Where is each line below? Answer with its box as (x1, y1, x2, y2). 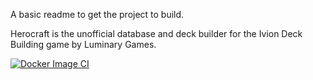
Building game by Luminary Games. (10, 39, 157, 50)
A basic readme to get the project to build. (10, 9, 185, 20)
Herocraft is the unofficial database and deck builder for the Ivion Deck (10, 28, 303, 39)
